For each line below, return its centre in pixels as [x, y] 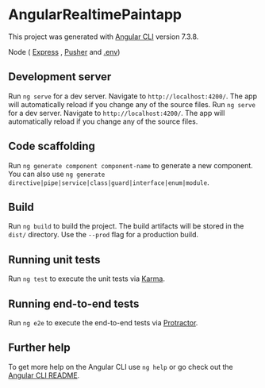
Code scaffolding [52, 146]
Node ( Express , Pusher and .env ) [64, 52]
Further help [40, 348]
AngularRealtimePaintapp [95, 15]
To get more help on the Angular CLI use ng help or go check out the [121, 367]
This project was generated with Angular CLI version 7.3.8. [104, 36]
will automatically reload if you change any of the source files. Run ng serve [132, 104]
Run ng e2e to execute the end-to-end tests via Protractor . [103, 323]
